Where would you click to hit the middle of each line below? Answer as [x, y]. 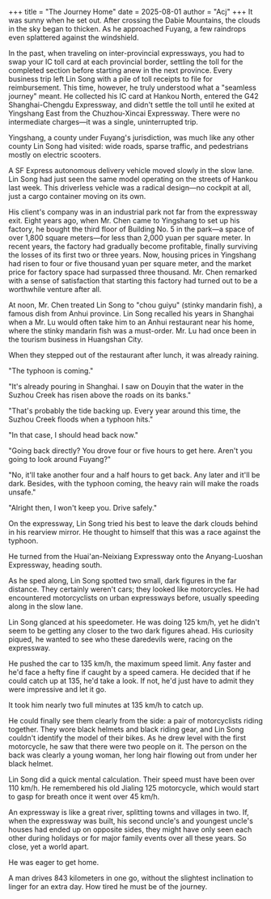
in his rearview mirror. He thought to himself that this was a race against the [135, 532]
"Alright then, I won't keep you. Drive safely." [83, 508]
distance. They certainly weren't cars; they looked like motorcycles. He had [134, 589]
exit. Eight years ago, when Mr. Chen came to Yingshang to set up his [124, 221]
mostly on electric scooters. [55, 155]
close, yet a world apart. [49, 846]
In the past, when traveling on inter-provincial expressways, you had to [127, 53]
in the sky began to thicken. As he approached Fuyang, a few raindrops [127, 29]
